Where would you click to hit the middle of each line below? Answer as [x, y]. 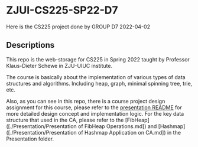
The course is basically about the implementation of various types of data [96, 77]
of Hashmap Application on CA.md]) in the [129, 132]
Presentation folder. [30, 139]
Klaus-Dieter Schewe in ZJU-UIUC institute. [59, 66]
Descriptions [30, 45]
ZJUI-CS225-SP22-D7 [62, 10]
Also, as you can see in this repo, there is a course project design [86, 101]
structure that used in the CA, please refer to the [65, 120]
